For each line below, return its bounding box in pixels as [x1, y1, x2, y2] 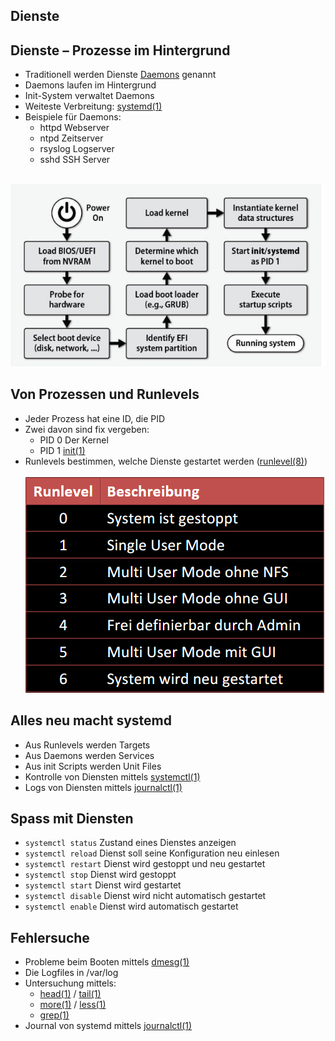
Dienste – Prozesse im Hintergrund [10, 42, 231, 59]
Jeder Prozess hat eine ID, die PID [24, 412, 166, 424]
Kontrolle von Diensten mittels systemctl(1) [24, 770, 201, 783]
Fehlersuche [10, 929, 90, 946]
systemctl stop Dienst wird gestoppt [24, 869, 177, 881]
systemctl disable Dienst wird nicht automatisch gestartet [24, 890, 267, 902]
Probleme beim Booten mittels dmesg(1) [24, 956, 190, 968]
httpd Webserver [39, 122, 110, 134]
